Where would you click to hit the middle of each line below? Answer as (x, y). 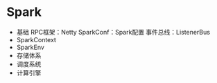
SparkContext (36, 39)
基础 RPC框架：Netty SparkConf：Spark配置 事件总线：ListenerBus (113, 32)
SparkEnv (30, 47)
